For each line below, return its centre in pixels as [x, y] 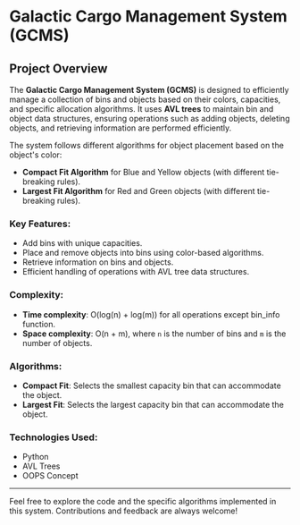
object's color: [36, 155]
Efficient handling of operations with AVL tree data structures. [136, 272]
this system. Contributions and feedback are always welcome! [124, 511]
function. [39, 324]
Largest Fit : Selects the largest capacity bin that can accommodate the [153, 404]
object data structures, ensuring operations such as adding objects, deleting [150, 119]
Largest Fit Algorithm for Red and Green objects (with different [139, 191]
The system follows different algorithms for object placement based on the [146, 145]
